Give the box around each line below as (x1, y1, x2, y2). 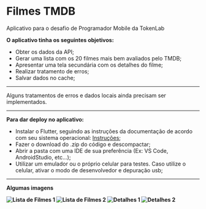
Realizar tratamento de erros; (15, 67, 90, 75)
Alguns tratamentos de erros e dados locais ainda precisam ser (6, 92, 167, 99)
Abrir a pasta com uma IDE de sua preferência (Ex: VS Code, (15, 147, 169, 154)
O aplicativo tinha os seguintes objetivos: (6, 36, 115, 43)
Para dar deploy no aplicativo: (6, 116, 84, 123)
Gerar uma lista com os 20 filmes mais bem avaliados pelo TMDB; (15, 54, 182, 62)
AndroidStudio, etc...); (15, 153, 71, 161)
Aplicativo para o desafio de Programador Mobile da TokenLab (6, 24, 165, 32)
